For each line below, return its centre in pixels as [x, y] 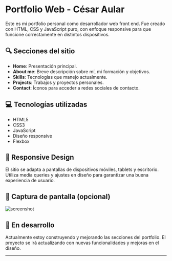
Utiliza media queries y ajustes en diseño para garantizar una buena [77, 175]
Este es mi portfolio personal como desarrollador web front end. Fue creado [85, 24]
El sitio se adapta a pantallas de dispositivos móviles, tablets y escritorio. [82, 169]
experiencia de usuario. [30, 181]
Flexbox [21, 141]
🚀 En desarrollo [30, 225]
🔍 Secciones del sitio [40, 51]
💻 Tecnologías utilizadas [46, 105]
